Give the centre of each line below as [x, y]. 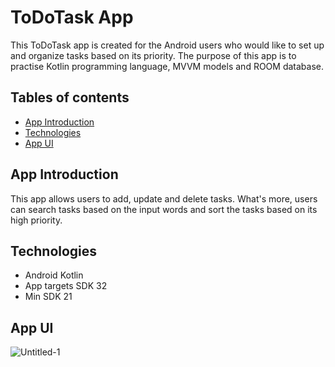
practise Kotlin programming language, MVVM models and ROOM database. [167, 66]
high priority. [36, 220]
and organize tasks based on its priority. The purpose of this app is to [153, 55]
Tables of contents [70, 97]
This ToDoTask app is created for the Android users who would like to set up [167, 45]
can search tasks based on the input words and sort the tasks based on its [164, 209]
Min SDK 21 [48, 297]
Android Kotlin [54, 275]
